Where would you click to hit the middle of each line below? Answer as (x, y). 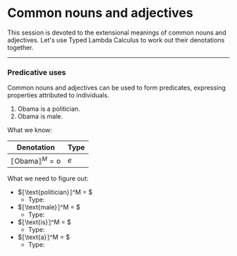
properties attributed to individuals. (58, 95)
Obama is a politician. (49, 109)
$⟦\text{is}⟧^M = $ (44, 222)
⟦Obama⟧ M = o (36, 160)
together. (20, 47)
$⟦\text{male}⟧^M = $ (49, 207)
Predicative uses (37, 72)
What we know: (30, 130)
